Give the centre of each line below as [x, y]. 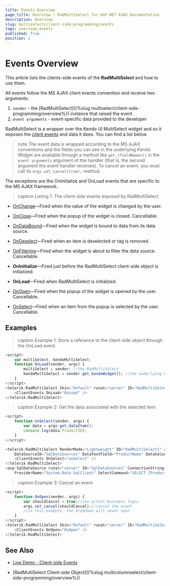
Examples [21, 328]
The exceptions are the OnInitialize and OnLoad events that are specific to [82, 181]
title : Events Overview [30, 10]
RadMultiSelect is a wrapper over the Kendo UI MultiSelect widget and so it [83, 129]
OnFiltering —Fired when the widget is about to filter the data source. [84, 251]
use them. [16, 83]
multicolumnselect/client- [131, 572]
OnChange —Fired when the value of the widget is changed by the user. [87, 206]
